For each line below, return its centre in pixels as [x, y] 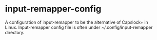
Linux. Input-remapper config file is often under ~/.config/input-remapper [79, 27]
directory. [15, 32]
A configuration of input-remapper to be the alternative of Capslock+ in [77, 22]
